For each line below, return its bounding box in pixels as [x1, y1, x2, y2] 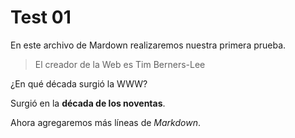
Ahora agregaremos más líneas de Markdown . [10, 116, 201, 128]
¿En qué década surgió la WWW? [10, 77, 148, 90]
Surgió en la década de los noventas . [10, 97, 166, 109]
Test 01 [10, 6, 72, 29]
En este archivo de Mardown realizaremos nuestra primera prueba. [10, 39, 287, 51]
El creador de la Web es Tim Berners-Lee [34, 58, 206, 70]
